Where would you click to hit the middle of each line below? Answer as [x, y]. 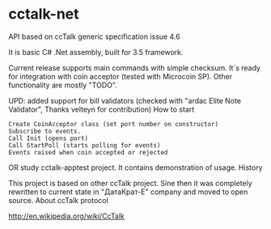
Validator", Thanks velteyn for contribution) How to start [102, 109]
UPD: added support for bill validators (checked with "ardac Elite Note [125, 100]
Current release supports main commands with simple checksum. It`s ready [135, 68]
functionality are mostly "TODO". [63, 85]
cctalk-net [44, 14]
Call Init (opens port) [49, 138]
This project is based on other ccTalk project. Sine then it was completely [130, 183]
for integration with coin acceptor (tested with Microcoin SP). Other [121, 76]
